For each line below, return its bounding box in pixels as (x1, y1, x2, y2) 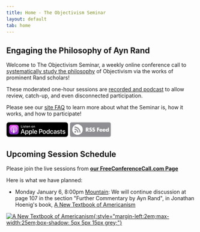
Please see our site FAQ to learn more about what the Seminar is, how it (6, 104, 183, 111)
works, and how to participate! (6, 110, 82, 117)
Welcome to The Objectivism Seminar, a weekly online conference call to (6, 61, 187, 69)
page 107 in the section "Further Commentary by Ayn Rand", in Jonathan (14, 195, 195, 201)
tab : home (6, 22, 31, 28)
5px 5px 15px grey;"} (71, 219, 123, 226)
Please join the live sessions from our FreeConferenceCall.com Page (6, 165, 178, 172)
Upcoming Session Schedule (6, 149, 117, 159)
